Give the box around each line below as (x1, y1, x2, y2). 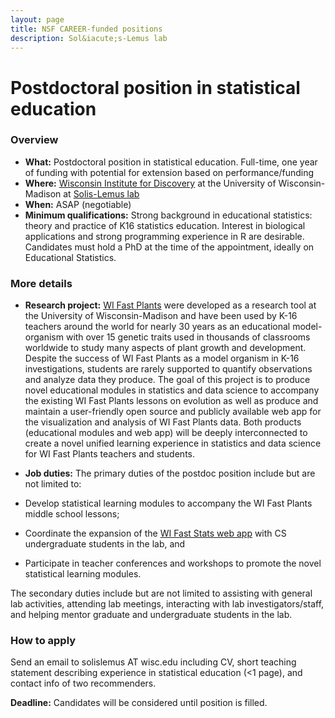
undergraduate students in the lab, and (24, 538, 186, 550)
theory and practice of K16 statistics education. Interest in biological (24, 219, 306, 231)
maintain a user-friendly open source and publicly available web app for (24, 406, 322, 418)
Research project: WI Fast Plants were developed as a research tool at (24, 299, 317, 311)
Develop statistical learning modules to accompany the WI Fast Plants (24, 497, 313, 510)
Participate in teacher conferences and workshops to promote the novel (24, 557, 322, 570)
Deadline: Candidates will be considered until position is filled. (10, 697, 268, 709)
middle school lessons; (24, 508, 120, 520)
